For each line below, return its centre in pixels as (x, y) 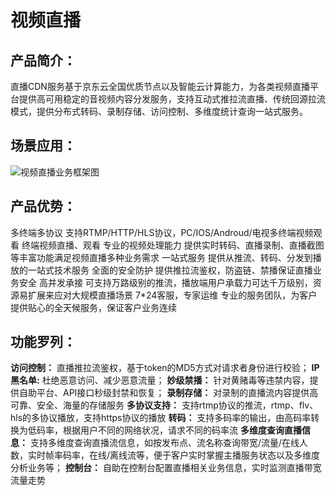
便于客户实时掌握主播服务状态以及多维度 (237, 455)
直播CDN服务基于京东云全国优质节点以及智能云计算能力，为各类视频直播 (160, 86)
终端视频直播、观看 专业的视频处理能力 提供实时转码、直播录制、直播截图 (173, 245)
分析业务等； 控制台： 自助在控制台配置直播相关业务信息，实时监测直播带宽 (166, 468)
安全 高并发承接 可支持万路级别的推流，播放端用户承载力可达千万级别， (165, 282)
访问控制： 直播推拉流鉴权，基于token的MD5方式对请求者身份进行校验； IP (165, 368)
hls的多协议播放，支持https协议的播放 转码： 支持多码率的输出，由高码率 (161, 418)
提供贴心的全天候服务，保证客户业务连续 (93, 307)
